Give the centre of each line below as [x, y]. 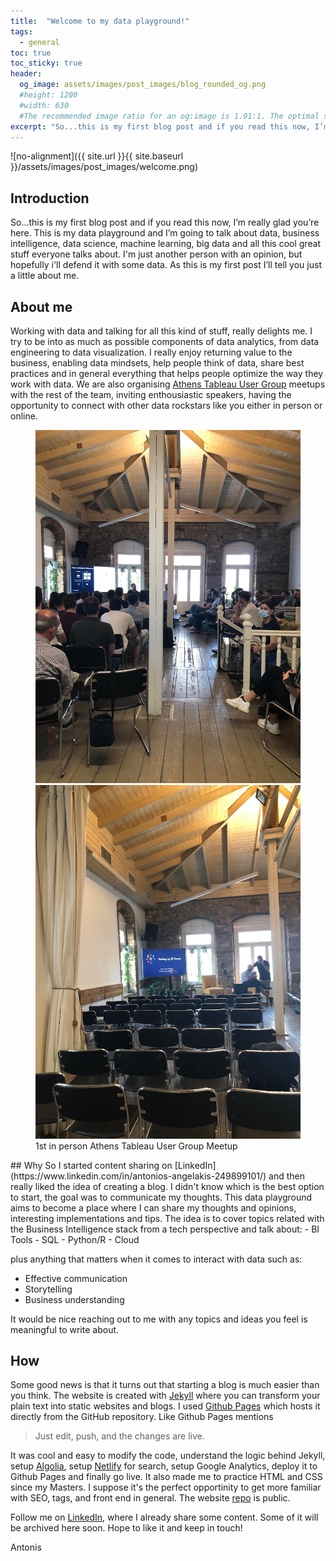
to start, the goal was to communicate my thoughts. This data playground [161, 1197]
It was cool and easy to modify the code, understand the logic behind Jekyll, [168, 1456]
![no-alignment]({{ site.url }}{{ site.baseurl [97, 156]
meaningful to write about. [65, 1329]
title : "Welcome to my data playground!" [100, 21]
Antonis [26, 1547]
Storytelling [48, 1289]
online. [24, 416]
